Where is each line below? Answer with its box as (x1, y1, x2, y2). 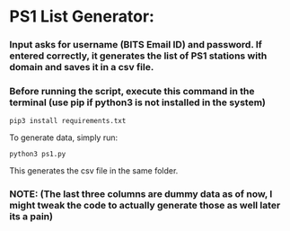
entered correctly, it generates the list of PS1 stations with (9, 49, 268, 62)
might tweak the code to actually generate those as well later (9, 200, 281, 212)
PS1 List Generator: (9, 6, 155, 27)
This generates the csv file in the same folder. (9, 165, 179, 176)
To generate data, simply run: (9, 132, 119, 143)
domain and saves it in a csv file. (9, 61, 154, 74)
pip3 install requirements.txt (9, 117, 127, 126)
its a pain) (9, 210, 54, 223)
